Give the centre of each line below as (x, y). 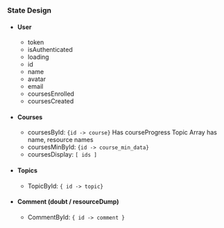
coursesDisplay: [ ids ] (62, 155)
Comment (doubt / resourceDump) (68, 202)
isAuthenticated (50, 50)
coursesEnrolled (51, 94)
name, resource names (60, 140)
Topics (27, 170)
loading (38, 57)
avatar (37, 79)
